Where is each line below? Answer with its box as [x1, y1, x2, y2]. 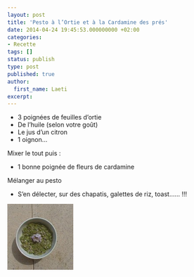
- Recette [7, 41, 37, 49]
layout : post [7, 11, 46, 18]
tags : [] [7, 49, 33, 56]
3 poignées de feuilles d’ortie [17, 113, 102, 122]
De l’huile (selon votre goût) [17, 120, 98, 129]
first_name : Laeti [13, 85, 68, 93]
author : [7, 78, 30, 85]
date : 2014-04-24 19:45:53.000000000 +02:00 [7, 26, 140, 33]
